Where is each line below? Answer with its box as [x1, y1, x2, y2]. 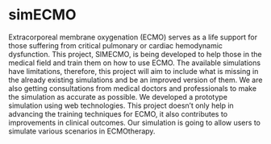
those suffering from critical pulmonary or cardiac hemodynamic [8, 40, 223, 50]
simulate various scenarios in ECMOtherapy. [8, 126, 156, 136]
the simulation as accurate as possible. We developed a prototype [8, 92, 228, 101]
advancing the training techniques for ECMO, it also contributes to [8, 109, 228, 118]
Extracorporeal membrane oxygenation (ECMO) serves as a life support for [8, 32, 258, 42]
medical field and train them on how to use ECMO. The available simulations [8, 58, 261, 68]
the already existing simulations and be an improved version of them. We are [8, 75, 263, 84]
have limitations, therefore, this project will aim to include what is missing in [8, 66, 259, 76]
